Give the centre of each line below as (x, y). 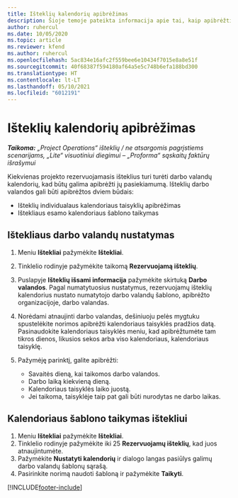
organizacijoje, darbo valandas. (63, 302)
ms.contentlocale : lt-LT (44, 80)
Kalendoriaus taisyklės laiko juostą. (79, 389)
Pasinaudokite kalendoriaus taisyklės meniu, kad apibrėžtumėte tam (117, 331)
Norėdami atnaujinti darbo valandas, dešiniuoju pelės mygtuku (108, 316)
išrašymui (22, 163)
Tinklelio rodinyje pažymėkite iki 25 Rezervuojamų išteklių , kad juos (117, 443)
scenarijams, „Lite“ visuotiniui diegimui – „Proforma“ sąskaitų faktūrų (109, 155)
